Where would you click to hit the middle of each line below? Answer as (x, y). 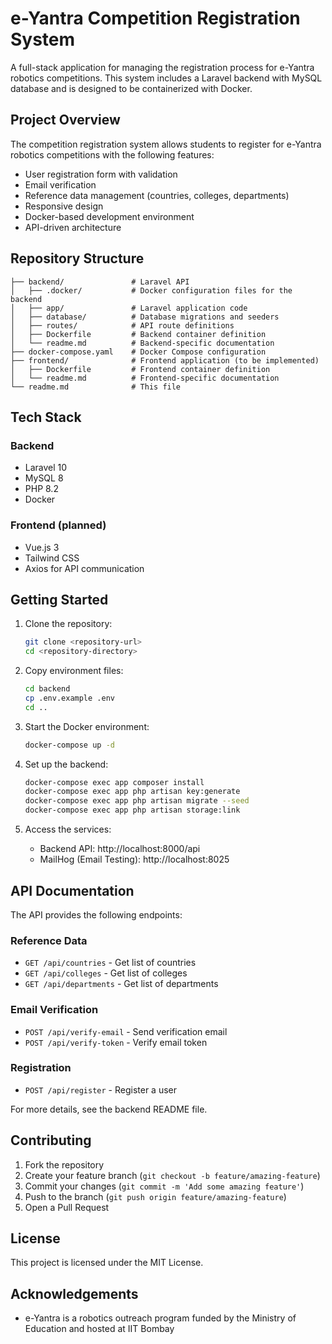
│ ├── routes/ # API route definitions (122, 325)
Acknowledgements (74, 1293)
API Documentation (72, 890)
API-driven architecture (73, 227)
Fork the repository (64, 1164)
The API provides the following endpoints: (96, 914)
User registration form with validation (101, 174)
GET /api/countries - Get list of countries (110, 963)
